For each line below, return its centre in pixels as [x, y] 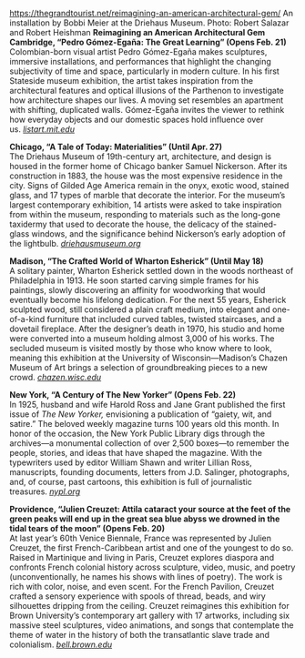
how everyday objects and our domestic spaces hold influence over [137, 119]
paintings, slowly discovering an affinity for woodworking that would [137, 290]
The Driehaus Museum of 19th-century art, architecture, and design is [140, 157]
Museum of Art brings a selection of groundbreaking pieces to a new [139, 367]
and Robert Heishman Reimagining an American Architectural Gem [137, 32]
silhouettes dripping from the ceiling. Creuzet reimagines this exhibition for [149, 606]
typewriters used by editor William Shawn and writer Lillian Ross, [131, 462]
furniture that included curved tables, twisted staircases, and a [164, 319]
